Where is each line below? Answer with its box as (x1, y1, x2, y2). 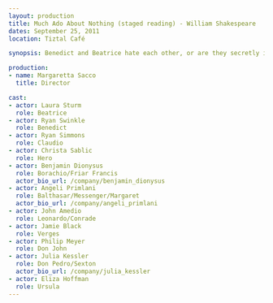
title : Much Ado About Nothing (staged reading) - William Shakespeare (8, 19, 256, 28)
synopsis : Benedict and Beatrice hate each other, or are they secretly (8, 50, 260, 58)
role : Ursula (15, 282, 60, 291)
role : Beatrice (15, 109, 67, 117)
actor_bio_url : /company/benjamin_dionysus (15, 176, 165, 185)
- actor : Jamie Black (8, 222, 82, 230)
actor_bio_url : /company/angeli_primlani (15, 200, 158, 208)
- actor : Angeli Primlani (8, 184, 96, 193)
